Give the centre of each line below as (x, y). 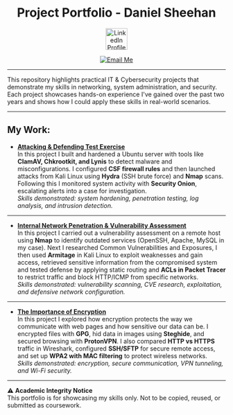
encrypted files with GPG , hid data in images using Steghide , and (111, 333)
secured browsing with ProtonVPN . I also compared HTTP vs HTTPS (116, 341)
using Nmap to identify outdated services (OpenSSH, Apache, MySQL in (121, 240)
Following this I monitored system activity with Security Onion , (107, 183)
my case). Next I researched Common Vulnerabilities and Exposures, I (117, 247)
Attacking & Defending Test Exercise (71, 146)
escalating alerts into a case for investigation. (82, 191)
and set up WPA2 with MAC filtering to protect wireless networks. (112, 355)
